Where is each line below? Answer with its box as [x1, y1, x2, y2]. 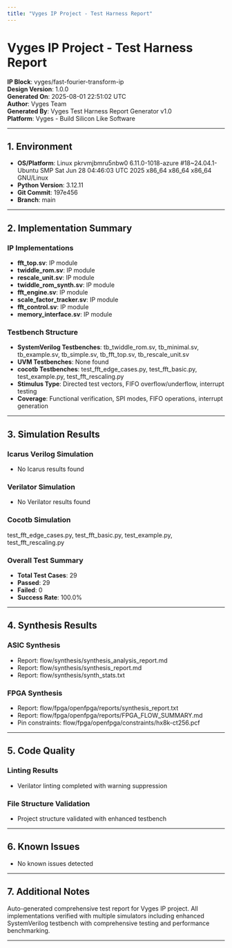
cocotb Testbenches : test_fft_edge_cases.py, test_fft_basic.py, [17, 365, 197, 373]
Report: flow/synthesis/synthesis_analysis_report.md [17, 656, 168, 664]
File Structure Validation [7, 799, 90, 808]
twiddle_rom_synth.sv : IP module [17, 281, 115, 289]
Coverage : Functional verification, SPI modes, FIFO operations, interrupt [17, 395, 223, 403]
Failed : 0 [17, 586, 43, 594]
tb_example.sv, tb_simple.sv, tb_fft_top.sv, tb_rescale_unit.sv [17, 351, 190, 359]
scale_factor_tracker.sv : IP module [17, 295, 119, 304]
